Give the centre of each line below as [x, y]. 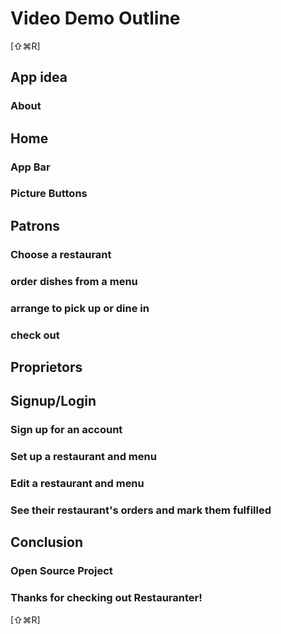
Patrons [35, 225]
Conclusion [47, 542]
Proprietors [46, 367]
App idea [39, 77]
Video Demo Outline [95, 18]
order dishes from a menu [74, 281]
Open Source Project [61, 571]
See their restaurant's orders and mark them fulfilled [141, 510]
